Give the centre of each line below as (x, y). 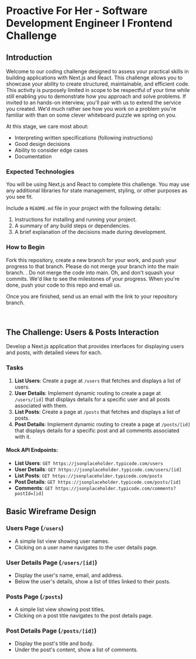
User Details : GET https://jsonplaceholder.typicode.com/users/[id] (98, 469)
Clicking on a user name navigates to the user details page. (86, 547)
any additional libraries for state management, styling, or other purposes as (97, 191)
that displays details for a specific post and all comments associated (97, 430)
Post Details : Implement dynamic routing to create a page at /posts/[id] (102, 424)
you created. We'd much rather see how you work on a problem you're (91, 109)
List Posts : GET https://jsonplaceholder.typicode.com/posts (88, 475)
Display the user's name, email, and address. (68, 575)
